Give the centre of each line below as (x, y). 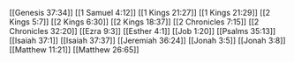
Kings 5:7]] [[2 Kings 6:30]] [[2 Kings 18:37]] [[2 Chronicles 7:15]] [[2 (134, 22)
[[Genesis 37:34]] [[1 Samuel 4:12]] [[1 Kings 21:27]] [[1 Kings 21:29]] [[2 (140, 13)
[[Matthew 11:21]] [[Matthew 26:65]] (74, 50)
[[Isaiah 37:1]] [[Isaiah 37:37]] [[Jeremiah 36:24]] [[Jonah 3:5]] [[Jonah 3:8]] (147, 40)
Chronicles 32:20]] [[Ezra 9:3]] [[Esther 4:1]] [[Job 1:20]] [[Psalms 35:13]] (143, 31)
